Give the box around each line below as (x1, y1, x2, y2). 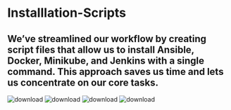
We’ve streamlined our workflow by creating (7, 33, 206, 45)
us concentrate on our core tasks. (7, 76, 159, 88)
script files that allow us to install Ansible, (7, 43, 195, 55)
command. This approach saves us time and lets (7, 65, 224, 78)
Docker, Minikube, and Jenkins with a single (7, 55, 205, 67)
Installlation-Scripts (7, 5, 127, 21)
